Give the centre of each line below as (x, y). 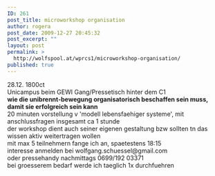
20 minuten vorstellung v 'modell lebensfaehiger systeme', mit (96, 114)
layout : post (26, 46)
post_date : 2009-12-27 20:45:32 (54, 33)
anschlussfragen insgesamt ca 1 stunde (64, 121)
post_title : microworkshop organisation (66, 20)
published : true (30, 65)
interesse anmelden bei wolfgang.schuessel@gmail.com (87, 150)
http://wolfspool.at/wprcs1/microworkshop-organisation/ (97, 59)
